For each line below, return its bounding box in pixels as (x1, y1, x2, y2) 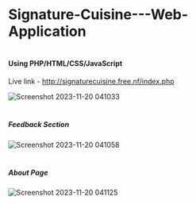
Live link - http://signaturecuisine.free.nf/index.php (8, 76, 175, 86)
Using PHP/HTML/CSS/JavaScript (8, 59, 123, 68)
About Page (8, 167, 48, 177)
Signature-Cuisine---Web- (8, 6, 189, 24)
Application (8, 22, 86, 40)
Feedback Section (8, 120, 70, 129)
